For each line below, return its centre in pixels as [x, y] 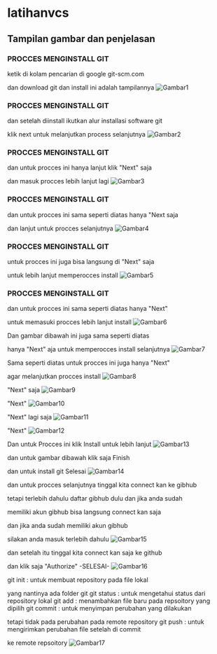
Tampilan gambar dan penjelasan [81, 39]
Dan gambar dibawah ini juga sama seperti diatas [78, 336]
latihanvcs [38, 13]
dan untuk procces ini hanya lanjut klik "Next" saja [80, 168]
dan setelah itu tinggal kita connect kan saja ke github [85, 553]
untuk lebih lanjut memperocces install [63, 275]
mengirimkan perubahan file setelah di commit [74, 629]
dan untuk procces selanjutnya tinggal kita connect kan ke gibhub [102, 485]
